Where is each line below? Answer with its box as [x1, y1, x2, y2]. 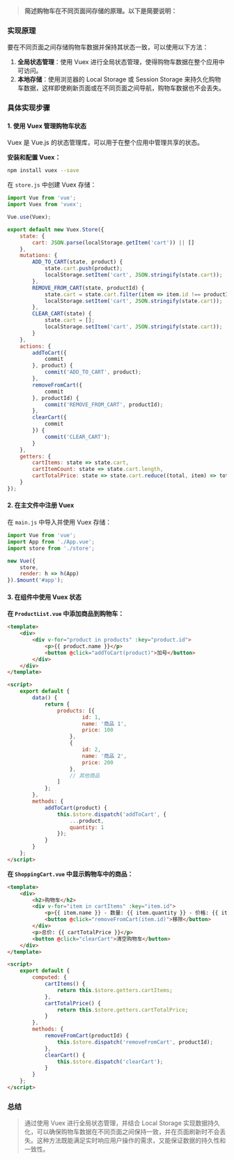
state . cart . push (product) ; [44, 265, 123, 272]
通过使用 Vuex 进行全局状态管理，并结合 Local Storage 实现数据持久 [24, 1119, 221, 1127]
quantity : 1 [69, 823, 104, 831]
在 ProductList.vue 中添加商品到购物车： [7, 610, 125, 618]
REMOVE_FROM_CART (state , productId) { [32, 284, 145, 291]
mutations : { [19, 252, 58, 259]
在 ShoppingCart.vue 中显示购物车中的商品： [7, 869, 134, 878]
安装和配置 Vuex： [7, 153, 61, 162]
